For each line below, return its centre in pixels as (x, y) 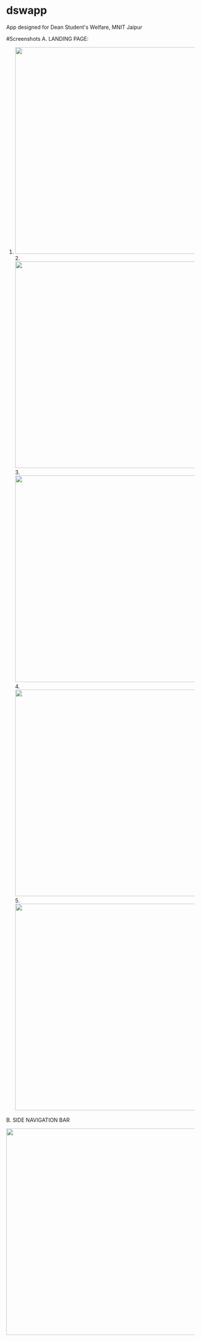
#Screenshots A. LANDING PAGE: (47, 38)
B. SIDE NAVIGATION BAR (38, 1120)
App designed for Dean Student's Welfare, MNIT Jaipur (74, 27)
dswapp (27, 11)
